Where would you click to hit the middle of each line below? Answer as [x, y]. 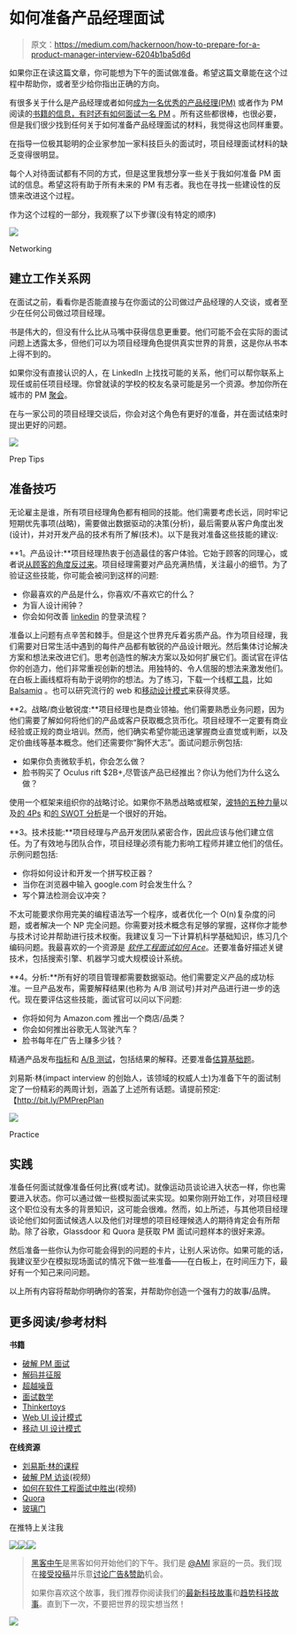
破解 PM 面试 [46, 1364]
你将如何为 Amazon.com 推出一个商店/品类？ [104, 1018]
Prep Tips [27, 459]
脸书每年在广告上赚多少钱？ [72, 1040]
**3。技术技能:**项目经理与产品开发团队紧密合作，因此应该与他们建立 [138, 832]
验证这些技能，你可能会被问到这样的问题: [84, 575]
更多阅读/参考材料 [58, 1322]
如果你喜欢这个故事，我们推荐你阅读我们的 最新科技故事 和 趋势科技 [151, 1593]
